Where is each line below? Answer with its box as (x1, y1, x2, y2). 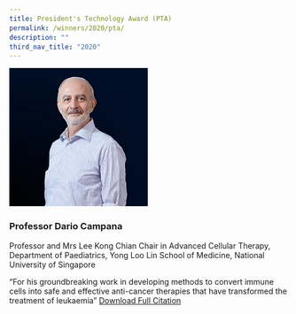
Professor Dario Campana (9, 220, 123, 233)
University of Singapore (9, 259, 96, 270)
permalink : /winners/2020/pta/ (9, 23, 125, 33)
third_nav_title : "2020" (9, 42, 101, 51)
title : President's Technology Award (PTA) (9, 14, 173, 23)
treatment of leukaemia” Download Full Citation (9, 295, 182, 305)
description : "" (9, 33, 69, 42)
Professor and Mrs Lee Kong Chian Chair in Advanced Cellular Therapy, (9, 240, 271, 251)
